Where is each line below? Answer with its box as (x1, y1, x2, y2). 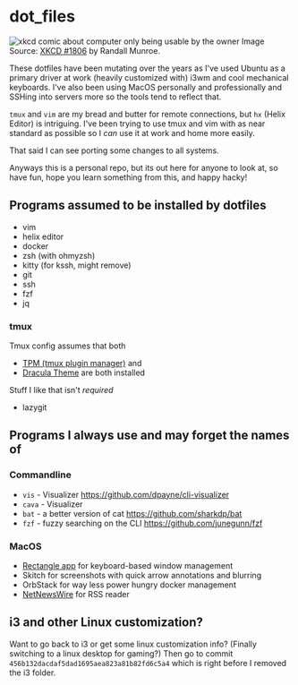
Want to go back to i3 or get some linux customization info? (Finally (9, 638, 258, 649)
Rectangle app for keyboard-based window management (21, 561, 234, 571)
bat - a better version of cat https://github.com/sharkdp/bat (21, 508, 243, 518)
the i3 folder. (9, 667, 56, 678)
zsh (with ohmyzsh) (21, 250, 96, 261)
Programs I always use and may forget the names (9, 428, 290, 443)
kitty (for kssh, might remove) (21, 260, 132, 270)
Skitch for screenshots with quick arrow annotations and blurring (21, 570, 262, 581)
